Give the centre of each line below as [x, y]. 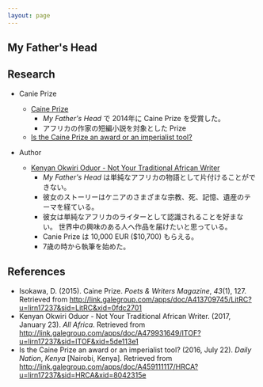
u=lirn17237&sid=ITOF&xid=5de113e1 [79, 341]
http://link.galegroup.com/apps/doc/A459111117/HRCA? [109, 366]
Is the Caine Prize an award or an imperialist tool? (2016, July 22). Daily [135, 350]
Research [32, 75]
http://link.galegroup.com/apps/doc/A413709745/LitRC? [161, 299]
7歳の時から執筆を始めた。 [86, 246]
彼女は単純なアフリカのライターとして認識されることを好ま [139, 216]
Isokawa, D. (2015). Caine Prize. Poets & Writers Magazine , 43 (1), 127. [133, 290]
